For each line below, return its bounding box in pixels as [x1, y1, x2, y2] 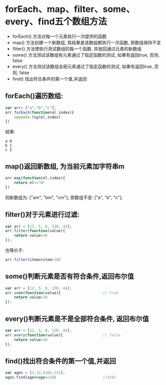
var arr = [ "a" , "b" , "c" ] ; [5, 105, 56, 110]
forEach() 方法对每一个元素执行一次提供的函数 [12, 33, 107, 39]
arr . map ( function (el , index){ [5, 176, 65, 181]
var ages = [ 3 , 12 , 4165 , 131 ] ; [5, 370, 65, 376]
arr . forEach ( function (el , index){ [5, 110, 74, 115]
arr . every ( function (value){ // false [5, 332, 121, 337]
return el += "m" [14, 180, 46, 185]
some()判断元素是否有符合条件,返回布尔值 [5, 272, 134, 281]
